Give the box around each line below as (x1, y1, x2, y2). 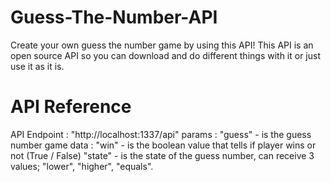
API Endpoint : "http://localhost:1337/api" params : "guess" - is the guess (10, 128, 312, 140)
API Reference (10, 96, 132, 118)
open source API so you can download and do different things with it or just (10, 49, 321, 61)
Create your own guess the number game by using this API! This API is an (10, 39, 314, 51)
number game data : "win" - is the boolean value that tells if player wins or (10, 139, 317, 151)
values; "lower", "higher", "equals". (10, 160, 154, 172)
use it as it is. (10, 60, 65, 72)
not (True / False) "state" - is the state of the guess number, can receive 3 (10, 149, 315, 161)
